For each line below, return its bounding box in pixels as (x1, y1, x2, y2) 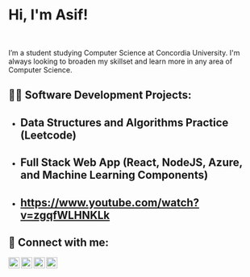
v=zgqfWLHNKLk (19, 208, 110, 222)
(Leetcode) (19, 128, 77, 142)
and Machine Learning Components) (19, 168, 208, 182)
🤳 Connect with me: (8, 235, 109, 249)
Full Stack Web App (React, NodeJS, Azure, (19, 155, 244, 170)
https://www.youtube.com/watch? (19, 196, 200, 209)
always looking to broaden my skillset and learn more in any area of (8, 56, 233, 66)
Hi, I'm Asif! (8, 6, 89, 24)
